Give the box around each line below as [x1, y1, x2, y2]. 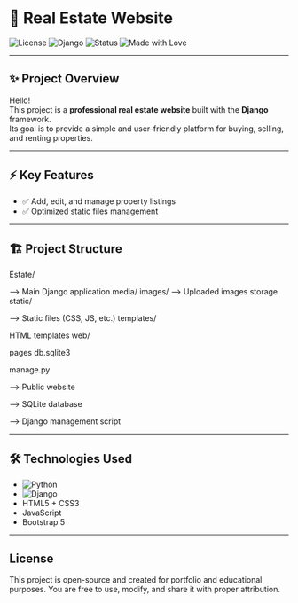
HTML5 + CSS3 [21, 498, 80, 509]
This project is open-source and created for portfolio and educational [9, 575, 263, 584]
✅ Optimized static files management [21, 206, 159, 216]
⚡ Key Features [9, 168, 95, 183]
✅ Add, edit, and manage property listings [21, 195, 176, 207]
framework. [9, 114, 51, 124]
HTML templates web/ [9, 330, 90, 341]
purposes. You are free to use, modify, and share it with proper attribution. [9, 584, 281, 594]
